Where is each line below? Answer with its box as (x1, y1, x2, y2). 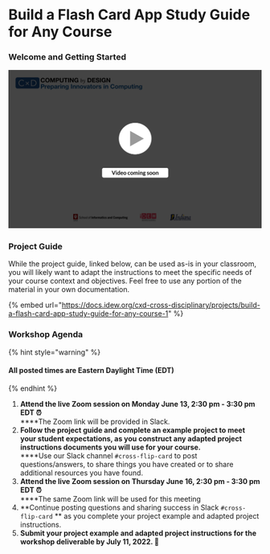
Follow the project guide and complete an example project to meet (19, 425, 246, 435)
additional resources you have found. (19, 468, 143, 478)
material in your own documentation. (8, 285, 130, 294)
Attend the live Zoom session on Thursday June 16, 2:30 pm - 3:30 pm (19, 476, 260, 486)
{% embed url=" (8, 300, 63, 310)
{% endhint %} (8, 384, 58, 393)
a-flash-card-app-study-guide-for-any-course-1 (8, 309, 169, 318)
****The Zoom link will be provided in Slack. (19, 417, 170, 426)
